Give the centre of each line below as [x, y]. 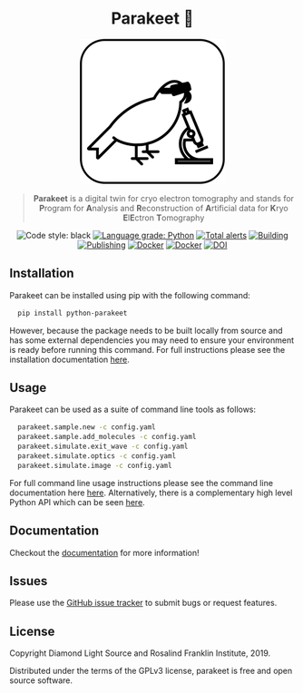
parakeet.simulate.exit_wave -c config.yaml [103, 447]
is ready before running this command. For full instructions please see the [147, 349]
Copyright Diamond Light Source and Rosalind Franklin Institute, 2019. [140, 653]
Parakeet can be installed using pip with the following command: [130, 295]
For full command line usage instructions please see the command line [142, 483]
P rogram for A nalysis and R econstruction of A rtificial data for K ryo [164, 208]
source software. [41, 680]
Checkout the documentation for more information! [104, 552]
